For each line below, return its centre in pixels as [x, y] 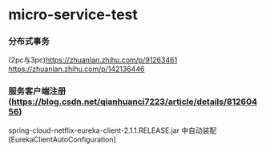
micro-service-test [73, 15]
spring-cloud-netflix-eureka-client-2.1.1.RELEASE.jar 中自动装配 [113, 130]
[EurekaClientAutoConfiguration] [62, 139]
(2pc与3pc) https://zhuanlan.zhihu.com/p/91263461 [93, 60]
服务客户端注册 [37, 91]
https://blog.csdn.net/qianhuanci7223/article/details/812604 [135, 102]
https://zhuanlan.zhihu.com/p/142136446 [77, 69]
